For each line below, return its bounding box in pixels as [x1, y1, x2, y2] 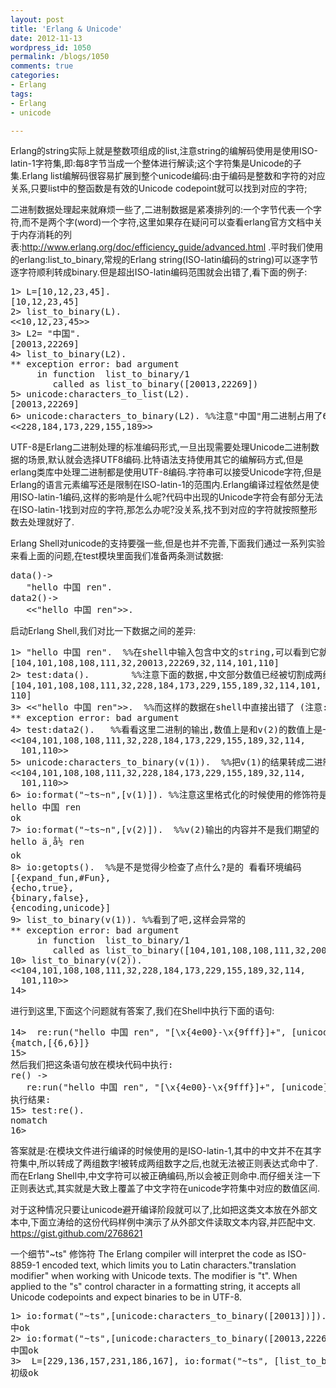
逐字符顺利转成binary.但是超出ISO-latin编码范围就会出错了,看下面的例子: [10, 266, 308, 278]
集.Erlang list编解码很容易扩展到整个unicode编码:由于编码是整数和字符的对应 [10, 170, 326, 182]
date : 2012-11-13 [10, 33, 83, 43]
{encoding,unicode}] [10, 902, 112, 914]
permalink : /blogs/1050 [10, 52, 110, 62]
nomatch [10, 1115, 48, 1126]
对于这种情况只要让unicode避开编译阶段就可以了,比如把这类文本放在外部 [10, 1204, 310, 1216]
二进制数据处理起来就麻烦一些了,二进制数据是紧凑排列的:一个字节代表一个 [10, 204, 314, 216]
